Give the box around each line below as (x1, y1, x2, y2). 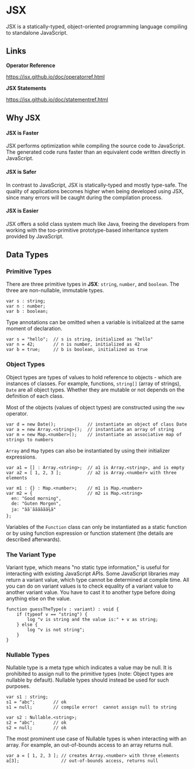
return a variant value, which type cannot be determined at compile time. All (6, 576, 189, 584)
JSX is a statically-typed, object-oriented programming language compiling (6, 23, 187, 30)
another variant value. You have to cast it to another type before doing (6, 589, 176, 596)
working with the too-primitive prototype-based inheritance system (6, 227, 169, 234)
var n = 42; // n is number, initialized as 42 (6, 342, 141, 348)
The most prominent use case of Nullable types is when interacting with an (6, 735, 187, 743)
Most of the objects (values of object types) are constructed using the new (6, 403, 184, 411)
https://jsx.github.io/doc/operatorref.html (6, 73, 105, 80)
